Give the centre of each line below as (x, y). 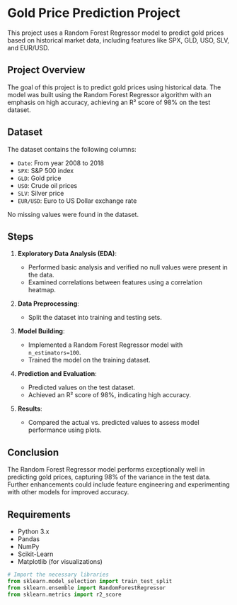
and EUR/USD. (28, 48)
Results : (30, 409)
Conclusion (33, 452)
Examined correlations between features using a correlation (115, 282)
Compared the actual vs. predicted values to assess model (114, 423)
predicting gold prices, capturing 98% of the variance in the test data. (109, 477)
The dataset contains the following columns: (72, 149)
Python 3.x (33, 531)
